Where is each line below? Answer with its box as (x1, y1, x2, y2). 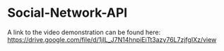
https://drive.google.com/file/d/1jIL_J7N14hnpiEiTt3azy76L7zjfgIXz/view (7, 35, 217, 43)
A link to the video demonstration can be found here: (7, 28, 161, 36)
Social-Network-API (7, 5, 128, 21)
